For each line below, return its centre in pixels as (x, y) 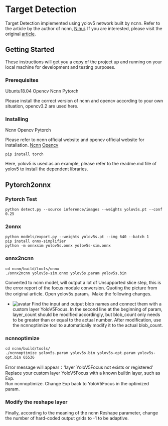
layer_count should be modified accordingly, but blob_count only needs (86, 314)
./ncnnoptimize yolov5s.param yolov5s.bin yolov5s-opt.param (70, 353)
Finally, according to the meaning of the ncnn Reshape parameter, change (82, 413)
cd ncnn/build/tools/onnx (32, 269)
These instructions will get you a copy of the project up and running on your (83, 62)
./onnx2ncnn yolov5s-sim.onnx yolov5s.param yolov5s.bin (66, 273)
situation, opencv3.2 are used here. (42, 106)
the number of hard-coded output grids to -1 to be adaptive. (67, 418)
